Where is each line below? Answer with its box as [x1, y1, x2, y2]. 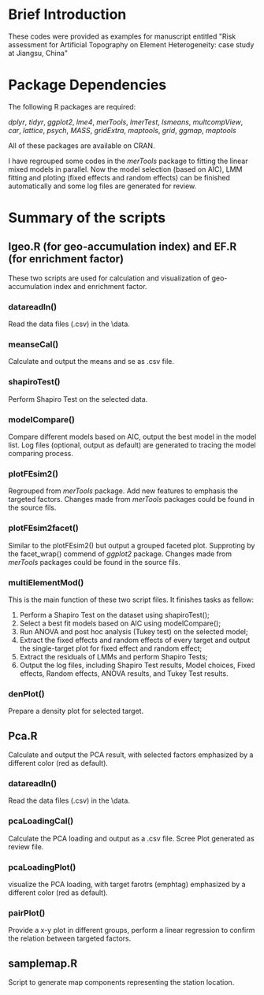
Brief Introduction [8, 6, 127, 24]
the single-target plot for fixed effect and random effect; [19, 644, 203, 653]
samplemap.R [8, 956, 77, 970]
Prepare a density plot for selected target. [8, 707, 144, 716]
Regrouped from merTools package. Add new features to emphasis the [8, 486, 239, 496]
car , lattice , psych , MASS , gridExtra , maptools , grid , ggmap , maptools [8, 125, 236, 135]
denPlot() [8, 688, 45, 699]
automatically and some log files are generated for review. [8, 181, 197, 191]
